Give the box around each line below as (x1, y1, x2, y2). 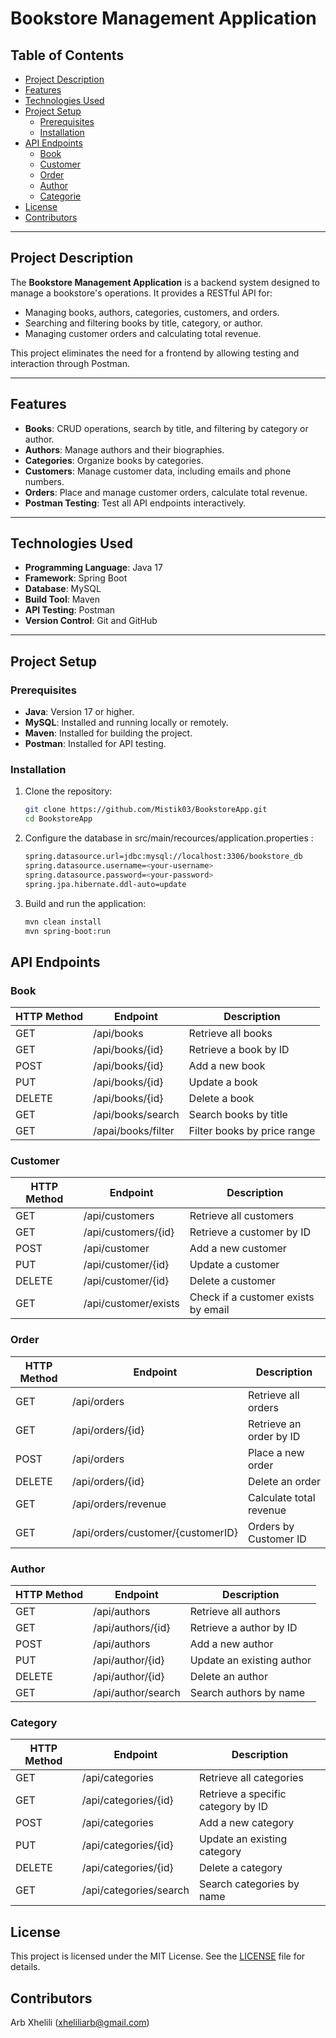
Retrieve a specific (198, 1787, 287, 1801)
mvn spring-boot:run (24, 926, 111, 936)
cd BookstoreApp (24, 814, 93, 824)
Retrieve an (247, 1417, 302, 1431)
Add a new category (198, 1816, 295, 1830)
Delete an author (189, 1670, 268, 1683)
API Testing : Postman (24, 604, 116, 616)
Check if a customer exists (189, 1290, 315, 1304)
